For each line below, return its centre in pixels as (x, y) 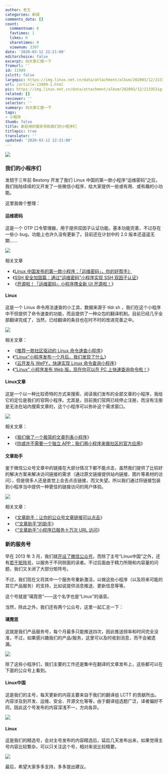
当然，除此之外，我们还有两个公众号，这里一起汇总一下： (64, 607)
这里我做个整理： (23, 203)
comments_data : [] (24, 19)
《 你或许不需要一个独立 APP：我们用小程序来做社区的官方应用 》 (79, 443)
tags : (11, 113)
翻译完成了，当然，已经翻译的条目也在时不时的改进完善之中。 (73, 320)
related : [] (17, 94)
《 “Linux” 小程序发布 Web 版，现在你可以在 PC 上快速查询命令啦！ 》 (82, 369)
